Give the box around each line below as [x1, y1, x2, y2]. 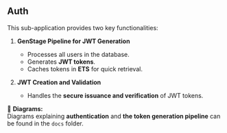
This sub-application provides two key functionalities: [7, 23, 159, 32]
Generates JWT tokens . [27, 58, 96, 66]
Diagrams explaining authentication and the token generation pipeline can [7, 112, 221, 120]
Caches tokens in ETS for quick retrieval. [27, 64, 143, 73]
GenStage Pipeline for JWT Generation [16, 37, 130, 45]
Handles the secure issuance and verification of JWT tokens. [27, 91, 204, 99]
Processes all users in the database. [27, 50, 130, 58]
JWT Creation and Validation [16, 78, 101, 86]
